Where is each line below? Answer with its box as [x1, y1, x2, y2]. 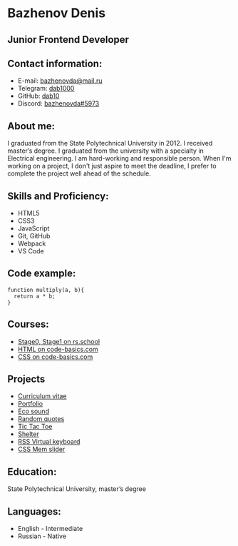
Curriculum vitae [17, 392, 67, 400]
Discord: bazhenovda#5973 [17, 99, 100, 108]
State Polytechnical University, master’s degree [7, 485, 146, 493]
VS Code [17, 247, 44, 256]
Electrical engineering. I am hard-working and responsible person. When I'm [7, 154, 232, 163]
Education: [7, 465, 57, 477]
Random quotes [17, 415, 65, 423]
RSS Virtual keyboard [17, 438, 81, 446]
